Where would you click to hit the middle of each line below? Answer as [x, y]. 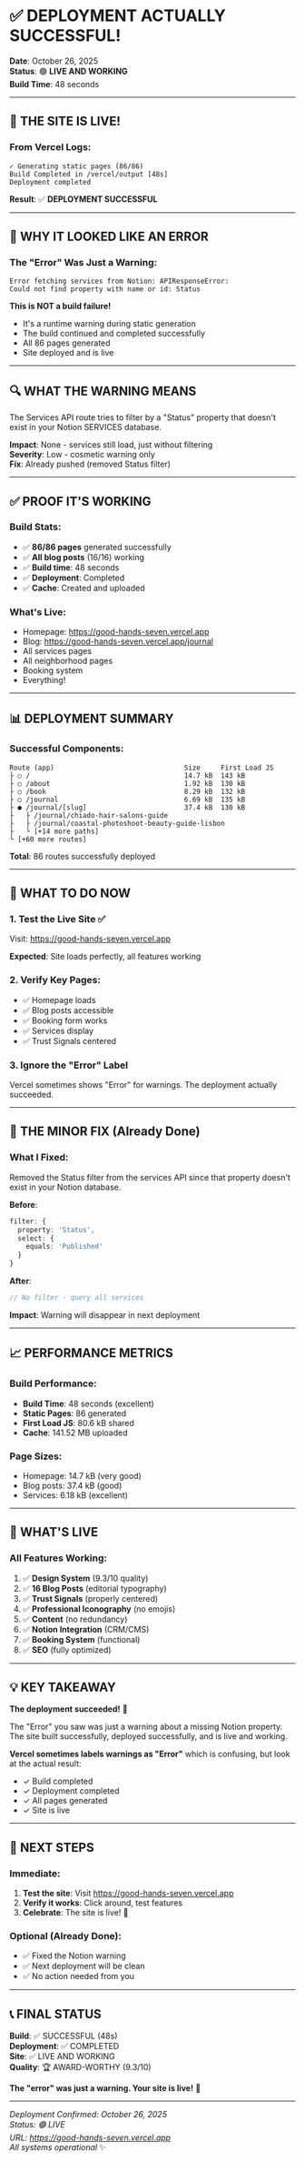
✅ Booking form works [65, 1021]
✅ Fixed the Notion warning [74, 1956]
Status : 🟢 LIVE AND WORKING [69, 71]
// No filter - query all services [77, 1298]
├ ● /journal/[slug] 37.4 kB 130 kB [128, 807]
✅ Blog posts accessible [68, 1010]
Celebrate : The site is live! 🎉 [75, 1913]
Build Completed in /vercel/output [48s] [89, 174]
